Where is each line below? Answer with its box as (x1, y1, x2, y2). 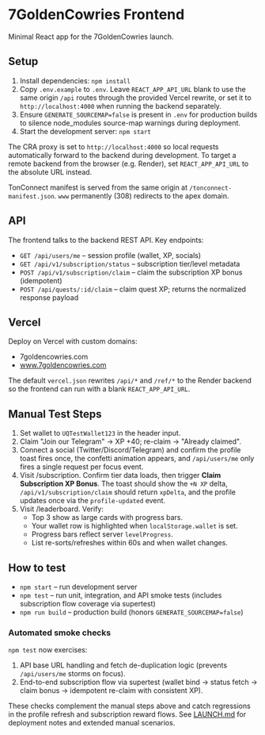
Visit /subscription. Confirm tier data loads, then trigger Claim (19, 471, 221, 480)
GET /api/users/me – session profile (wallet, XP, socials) (19, 250, 202, 260)
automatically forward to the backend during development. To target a (8, 150, 237, 160)
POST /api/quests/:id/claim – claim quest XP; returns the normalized (19, 284, 247, 294)
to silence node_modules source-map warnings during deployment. (19, 117, 241, 128)
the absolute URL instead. (8, 167, 93, 176)
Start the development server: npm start (19, 126, 152, 136)
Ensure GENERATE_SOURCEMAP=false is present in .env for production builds (19, 110, 258, 119)
